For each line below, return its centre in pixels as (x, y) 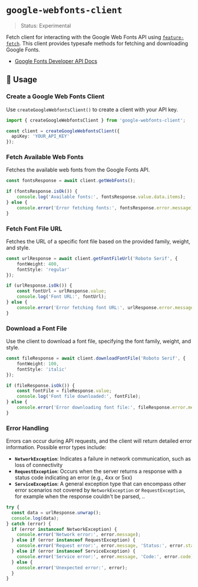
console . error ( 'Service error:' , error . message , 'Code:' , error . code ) (105, 557)
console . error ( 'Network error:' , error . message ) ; (79, 535)
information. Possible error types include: (56, 447)
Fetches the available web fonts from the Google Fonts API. (78, 170)
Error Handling (27, 428)
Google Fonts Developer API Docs (56, 61)
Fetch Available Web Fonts (45, 157)
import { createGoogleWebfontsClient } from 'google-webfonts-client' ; (96, 120)
